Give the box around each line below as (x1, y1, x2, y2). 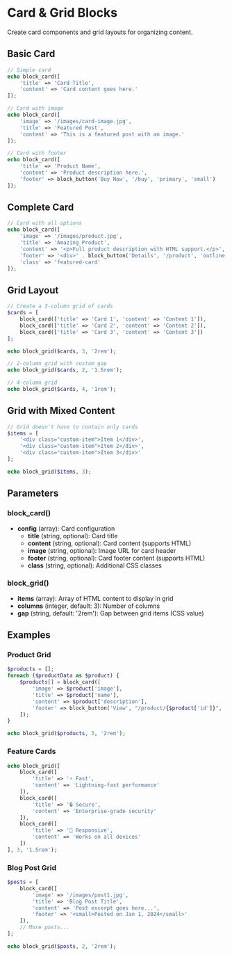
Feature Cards (7, 746, 56, 756)
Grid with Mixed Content (7, 405, 115, 417)
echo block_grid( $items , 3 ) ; (7, 468, 92, 475)
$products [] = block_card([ (19, 679, 101, 686)
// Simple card (7, 66, 51, 74)
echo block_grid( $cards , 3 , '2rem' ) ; (7, 348, 117, 355)
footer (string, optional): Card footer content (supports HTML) (27, 554, 206, 562)
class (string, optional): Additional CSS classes (27, 561, 162, 570)
